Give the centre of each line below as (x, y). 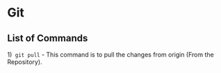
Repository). (25, 62)
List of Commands (48, 38)
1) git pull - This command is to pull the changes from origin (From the (110, 54)
